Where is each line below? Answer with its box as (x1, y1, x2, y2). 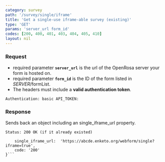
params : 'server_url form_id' (5, 27, 70, 32)
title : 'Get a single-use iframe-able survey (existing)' (5, 17, 132, 22)
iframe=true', (5, 143, 36, 149)
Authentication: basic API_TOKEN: (5, 96, 79, 102)
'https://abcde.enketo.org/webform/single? (60, 139, 155, 144)
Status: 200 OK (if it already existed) (5, 130, 93, 135)
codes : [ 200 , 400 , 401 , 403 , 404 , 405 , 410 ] (5, 31, 102, 36)
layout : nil (5, 36, 31, 42)
